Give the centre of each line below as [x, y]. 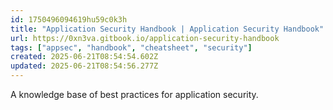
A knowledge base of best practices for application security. [134, 94]
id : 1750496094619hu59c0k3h [69, 19]
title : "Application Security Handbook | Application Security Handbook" [167, 29]
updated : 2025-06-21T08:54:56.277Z [84, 66]
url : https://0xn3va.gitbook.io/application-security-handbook [145, 38]
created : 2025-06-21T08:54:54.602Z [84, 57]
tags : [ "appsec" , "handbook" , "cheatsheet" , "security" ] [131, 47]
